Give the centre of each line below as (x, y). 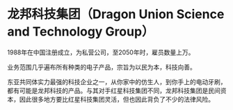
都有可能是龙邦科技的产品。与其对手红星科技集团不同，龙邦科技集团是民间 (114, 91)
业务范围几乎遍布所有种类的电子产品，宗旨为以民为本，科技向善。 (102, 67)
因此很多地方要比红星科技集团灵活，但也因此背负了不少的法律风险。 (116, 99)
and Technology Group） (81, 32)
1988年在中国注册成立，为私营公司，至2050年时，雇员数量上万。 (101, 52)
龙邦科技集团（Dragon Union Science (116, 14)
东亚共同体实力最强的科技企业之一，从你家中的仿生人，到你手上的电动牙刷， (117, 81)
